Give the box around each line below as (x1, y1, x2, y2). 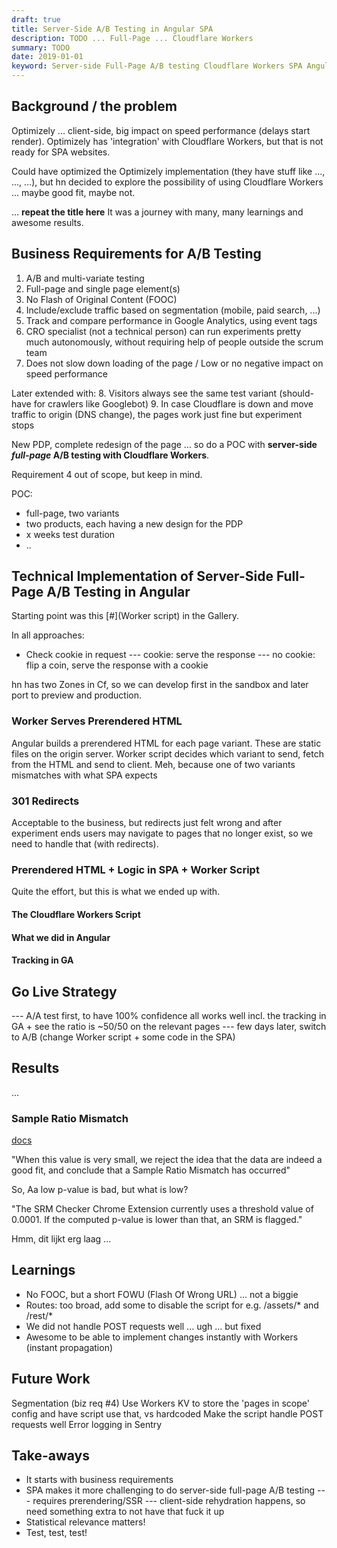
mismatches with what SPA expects (11, 769, 158, 781)
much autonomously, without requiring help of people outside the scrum (25, 336, 324, 348)
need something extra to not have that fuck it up (25, 1506, 225, 1518)
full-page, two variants (25, 507, 120, 519)
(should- (279, 387, 314, 399)
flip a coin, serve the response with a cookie (25, 659, 209, 671)
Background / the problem (11, 98, 178, 115)
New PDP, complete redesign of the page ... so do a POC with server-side (11, 438, 318, 450)
